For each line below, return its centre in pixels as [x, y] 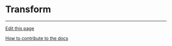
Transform [28, 9]
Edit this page [20, 28]
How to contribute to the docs [37, 38]
